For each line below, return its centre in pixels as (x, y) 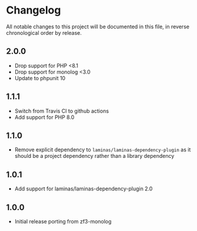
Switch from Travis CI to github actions (62, 111)
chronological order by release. (44, 32)
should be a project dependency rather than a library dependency (94, 156)
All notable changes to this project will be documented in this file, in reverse (98, 27)
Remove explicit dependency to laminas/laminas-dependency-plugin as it (103, 150)
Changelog (34, 10)
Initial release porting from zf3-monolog (63, 221)
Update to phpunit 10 (40, 78)
